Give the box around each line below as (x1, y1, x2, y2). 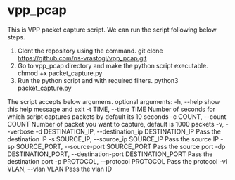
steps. (7, 32, 25, 41)
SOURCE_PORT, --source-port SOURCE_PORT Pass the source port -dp (15, 142, 226, 150)
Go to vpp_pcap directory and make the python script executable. (17, 61, 209, 70)
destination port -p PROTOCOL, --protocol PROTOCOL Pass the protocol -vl (7, 157, 227, 165)
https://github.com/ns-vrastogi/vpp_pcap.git (17, 53, 147, 62)
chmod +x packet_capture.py (17, 69, 103, 77)
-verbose (7, 127, 34, 136)
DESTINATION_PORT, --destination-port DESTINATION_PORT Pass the (7, 150, 213, 158)
